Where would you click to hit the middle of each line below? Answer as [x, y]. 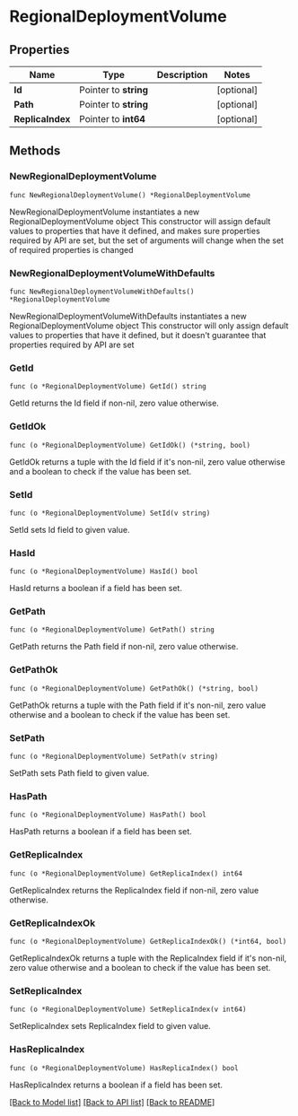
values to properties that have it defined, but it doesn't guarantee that [138, 335]
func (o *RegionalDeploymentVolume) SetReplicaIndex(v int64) [128, 1010]
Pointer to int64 [113, 119]
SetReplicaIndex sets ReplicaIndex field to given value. [110, 1026]
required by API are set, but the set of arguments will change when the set [147, 240]
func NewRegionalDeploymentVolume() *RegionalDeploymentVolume [130, 195]
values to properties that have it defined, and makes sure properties [135, 231]
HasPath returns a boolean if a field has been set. [101, 832]
